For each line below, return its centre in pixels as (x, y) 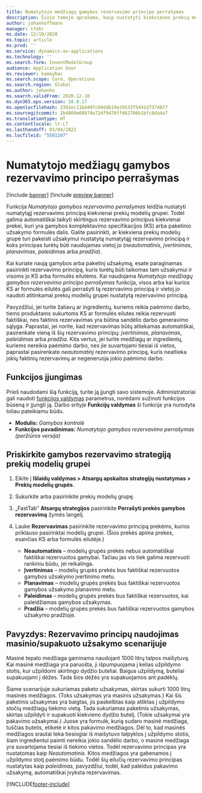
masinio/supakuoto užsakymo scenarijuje (87, 644)
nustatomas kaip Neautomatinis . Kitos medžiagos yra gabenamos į (89, 753)
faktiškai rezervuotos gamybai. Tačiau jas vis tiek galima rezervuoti (107, 557)
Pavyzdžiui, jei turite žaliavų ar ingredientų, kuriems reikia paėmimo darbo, (99, 307)
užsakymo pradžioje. (50, 615)
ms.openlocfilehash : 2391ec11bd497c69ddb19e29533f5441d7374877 (87, 107)
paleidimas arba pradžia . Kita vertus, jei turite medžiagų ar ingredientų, (95, 339)
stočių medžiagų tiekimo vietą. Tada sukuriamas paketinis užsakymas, (93, 708)
